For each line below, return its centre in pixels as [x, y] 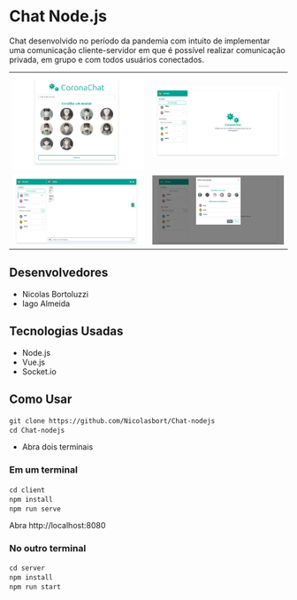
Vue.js [34, 362]
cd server [27, 568]
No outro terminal [48, 548]
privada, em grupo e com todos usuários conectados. [107, 59]
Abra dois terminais [57, 447]
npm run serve [35, 509]
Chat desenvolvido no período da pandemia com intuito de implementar [140, 41]
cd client [27, 490]
